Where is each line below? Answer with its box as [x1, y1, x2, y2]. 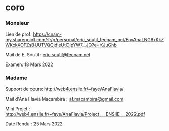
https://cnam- [32, 31, 62, 37]
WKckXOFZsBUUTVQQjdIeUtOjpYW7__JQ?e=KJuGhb [5, 42, 117, 48]
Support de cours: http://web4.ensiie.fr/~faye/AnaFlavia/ [5, 86, 124, 92]
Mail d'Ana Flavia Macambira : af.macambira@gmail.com [5, 95, 124, 102]
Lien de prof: [5, 31, 32, 37]
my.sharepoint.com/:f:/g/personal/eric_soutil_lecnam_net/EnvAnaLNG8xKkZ [5, 37, 164, 43]
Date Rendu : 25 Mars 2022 [5, 121, 63, 127]
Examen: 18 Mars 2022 [5, 61, 53, 68]
